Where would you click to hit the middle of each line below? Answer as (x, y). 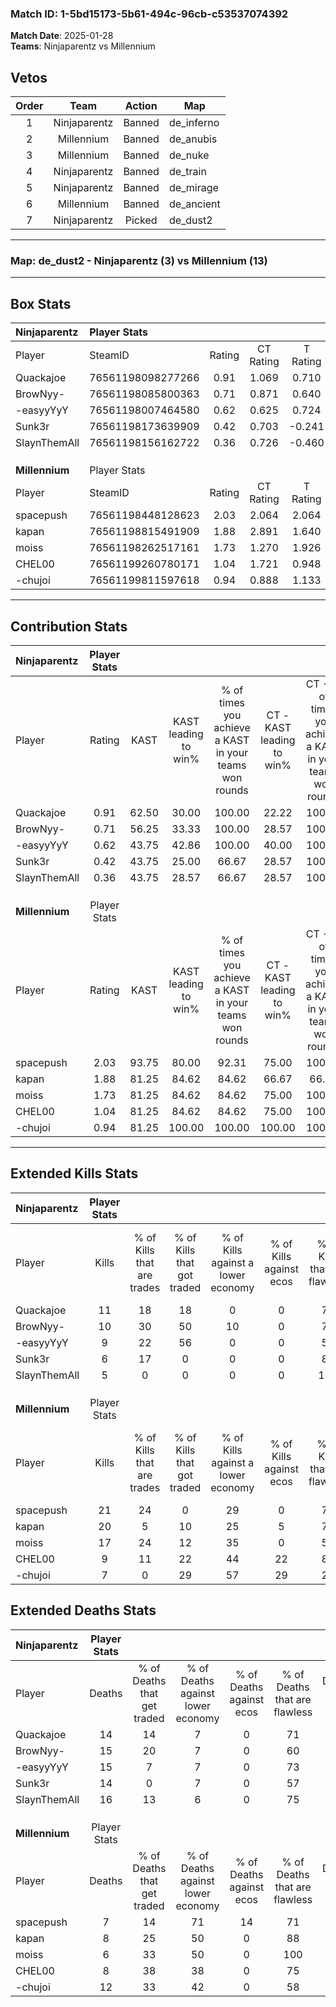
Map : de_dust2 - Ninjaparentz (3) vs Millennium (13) (139, 261)
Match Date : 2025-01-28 (62, 36)
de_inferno (194, 123)
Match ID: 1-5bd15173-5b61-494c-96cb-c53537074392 (149, 14)
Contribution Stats (69, 626)
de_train (187, 172)
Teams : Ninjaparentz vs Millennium (83, 46)
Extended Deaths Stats (83, 1610)
